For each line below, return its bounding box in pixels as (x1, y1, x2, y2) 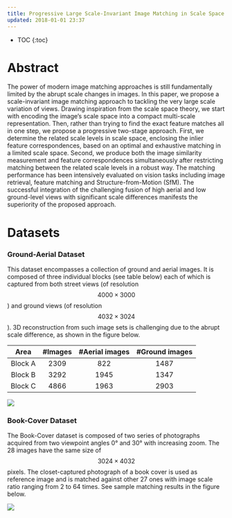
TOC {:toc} (17, 35, 48, 44)
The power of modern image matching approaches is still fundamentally (7, 82, 213, 91)
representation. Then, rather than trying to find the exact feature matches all (7, 119, 224, 128)
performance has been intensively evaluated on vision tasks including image (7, 171, 225, 179)
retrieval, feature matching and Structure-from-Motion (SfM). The (7, 178, 195, 187)
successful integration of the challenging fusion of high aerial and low (7, 186, 206, 194)
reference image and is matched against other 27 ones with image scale (7, 475, 213, 483)
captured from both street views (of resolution (7, 280, 139, 288)
